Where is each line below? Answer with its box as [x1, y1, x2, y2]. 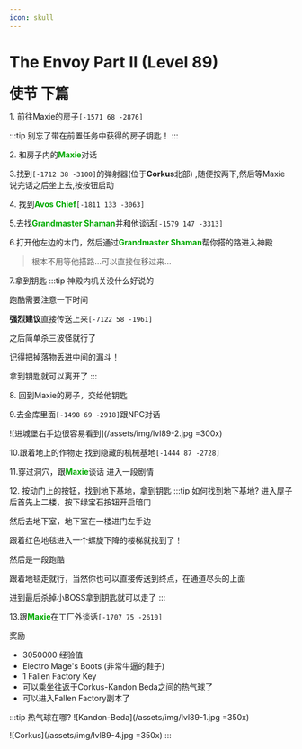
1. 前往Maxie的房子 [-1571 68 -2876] [9, 111, 144, 121]
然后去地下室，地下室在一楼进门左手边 [9, 515, 151, 526]
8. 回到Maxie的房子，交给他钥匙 [9, 389, 129, 400]
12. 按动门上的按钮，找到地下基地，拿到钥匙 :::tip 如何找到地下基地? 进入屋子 [9, 485, 293, 495]
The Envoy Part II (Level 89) [9, 51, 218, 72]
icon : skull [9, 13, 54, 22]
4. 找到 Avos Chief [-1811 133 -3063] [9, 199, 146, 210]
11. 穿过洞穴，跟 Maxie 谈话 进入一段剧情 [9, 466, 155, 477]
